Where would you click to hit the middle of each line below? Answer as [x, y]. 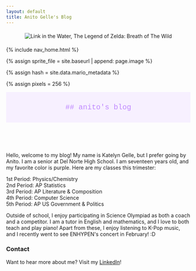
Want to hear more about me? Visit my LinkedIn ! [64, 262]
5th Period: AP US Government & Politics [55, 204]
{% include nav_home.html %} [42, 49]
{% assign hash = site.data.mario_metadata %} [63, 72]
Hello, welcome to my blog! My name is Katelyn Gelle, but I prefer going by [96, 155]
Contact [18, 249]
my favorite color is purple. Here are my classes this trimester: [81, 168]
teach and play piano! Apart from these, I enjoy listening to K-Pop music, [93, 227]
